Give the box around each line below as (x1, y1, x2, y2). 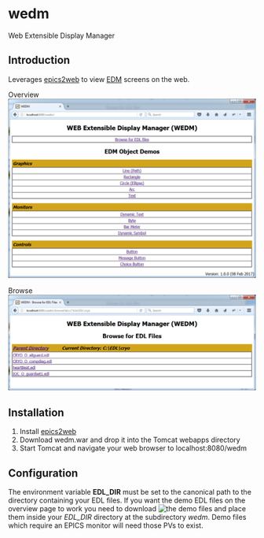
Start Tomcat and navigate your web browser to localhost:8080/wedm (19, 443, 247, 453)
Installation (8, 406, 64, 419)
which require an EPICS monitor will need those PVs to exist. (8, 521, 203, 530)
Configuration (8, 466, 79, 480)
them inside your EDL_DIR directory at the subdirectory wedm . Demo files (8, 513, 247, 521)
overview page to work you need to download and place (8, 504, 246, 513)
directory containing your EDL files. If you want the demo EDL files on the (8, 495, 246, 505)
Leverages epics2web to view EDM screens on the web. (8, 74, 190, 83)
